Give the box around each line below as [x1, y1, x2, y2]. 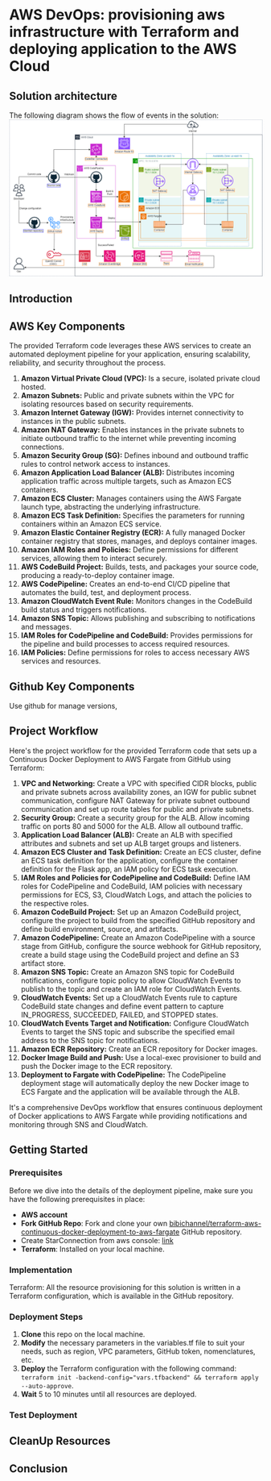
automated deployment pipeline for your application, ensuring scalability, [9, 349, 251, 360]
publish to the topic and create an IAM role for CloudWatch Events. [20, 984, 242, 993]
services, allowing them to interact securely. [20, 554, 167, 564]
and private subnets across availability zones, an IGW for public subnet [20, 787, 257, 797]
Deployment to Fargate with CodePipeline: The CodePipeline [20, 1070, 227, 1080]
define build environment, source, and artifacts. [20, 924, 179, 934]
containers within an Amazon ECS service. [20, 519, 162, 529]
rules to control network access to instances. [20, 460, 170, 469]
